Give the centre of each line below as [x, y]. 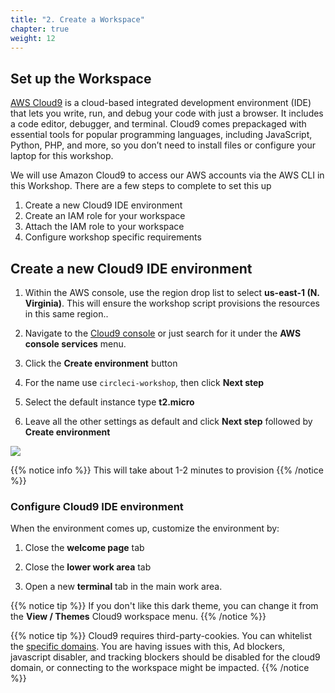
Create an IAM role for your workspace [105, 216]
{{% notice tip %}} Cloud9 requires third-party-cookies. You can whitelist [161, 636]
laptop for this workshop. [62, 156]
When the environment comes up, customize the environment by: [145, 528]
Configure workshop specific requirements [113, 237]
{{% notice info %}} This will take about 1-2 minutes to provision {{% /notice [167, 470]
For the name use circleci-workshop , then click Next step [144, 382]
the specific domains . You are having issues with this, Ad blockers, [148, 647]
